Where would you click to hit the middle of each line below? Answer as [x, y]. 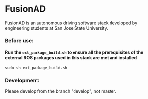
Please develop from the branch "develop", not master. [61, 91]
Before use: [19, 40]
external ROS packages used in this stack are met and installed [71, 58]
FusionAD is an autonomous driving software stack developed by [71, 23]
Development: [22, 80]
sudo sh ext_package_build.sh [36, 68]
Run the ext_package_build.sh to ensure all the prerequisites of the [74, 52]
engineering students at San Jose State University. [56, 28]
